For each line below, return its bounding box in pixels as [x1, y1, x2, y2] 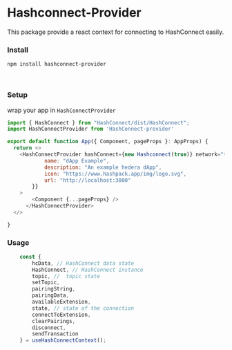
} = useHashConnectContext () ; [19, 337, 107, 344]
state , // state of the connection [32, 304, 135, 312]
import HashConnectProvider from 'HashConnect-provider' [7, 126, 175, 133]
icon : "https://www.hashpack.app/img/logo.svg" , [43, 170, 187, 177]
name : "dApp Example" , [43, 157, 110, 164]
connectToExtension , [32, 311, 91, 318]
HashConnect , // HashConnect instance [32, 266, 144, 273]
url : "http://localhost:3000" [43, 176, 131, 184]
